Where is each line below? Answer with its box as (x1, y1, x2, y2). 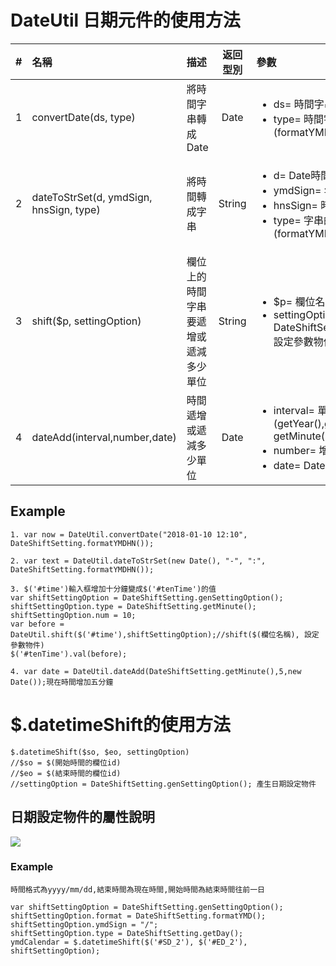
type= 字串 (273, 213, 325, 227)
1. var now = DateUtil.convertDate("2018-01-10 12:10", (10, 529, 248, 540)
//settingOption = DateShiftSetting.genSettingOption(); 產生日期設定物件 (10, 779, 317, 789)
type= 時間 (273, 112, 325, 126)
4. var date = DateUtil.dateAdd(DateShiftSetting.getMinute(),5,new (10, 666, 302, 676)
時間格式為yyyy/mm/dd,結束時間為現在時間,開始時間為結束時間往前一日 (10, 884, 265, 895)
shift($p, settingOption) (31, 314, 142, 328)
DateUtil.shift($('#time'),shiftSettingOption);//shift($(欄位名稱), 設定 (10, 629, 320, 640)
